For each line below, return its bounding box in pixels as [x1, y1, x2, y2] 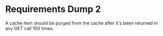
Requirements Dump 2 [5, 3, 101, 15]
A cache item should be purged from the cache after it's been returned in [5, 20, 158, 26]
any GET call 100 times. [5, 25, 54, 31]
